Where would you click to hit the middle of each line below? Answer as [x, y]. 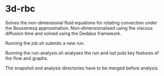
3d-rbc [20, 9]
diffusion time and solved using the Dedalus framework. [63, 33]
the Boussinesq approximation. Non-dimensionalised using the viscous [79, 28]
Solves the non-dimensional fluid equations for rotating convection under [81, 23]
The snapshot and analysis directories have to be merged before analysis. [82, 68]
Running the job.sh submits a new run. [45, 43]
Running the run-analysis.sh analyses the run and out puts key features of [82, 53]
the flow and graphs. [27, 58]
